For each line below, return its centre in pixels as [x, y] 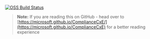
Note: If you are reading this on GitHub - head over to [71, 17]
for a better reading [126, 27]
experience [28, 32]
